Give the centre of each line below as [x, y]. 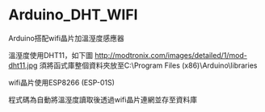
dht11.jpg [23, 65]
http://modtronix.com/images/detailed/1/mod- [171, 55]
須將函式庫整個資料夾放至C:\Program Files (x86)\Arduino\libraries [148, 65]
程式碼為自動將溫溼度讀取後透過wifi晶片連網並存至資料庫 [103, 99]
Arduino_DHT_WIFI [73, 15]
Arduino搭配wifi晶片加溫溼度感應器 [67, 38]
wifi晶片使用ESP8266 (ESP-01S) [62, 82]
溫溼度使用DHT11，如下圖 [50, 55]
